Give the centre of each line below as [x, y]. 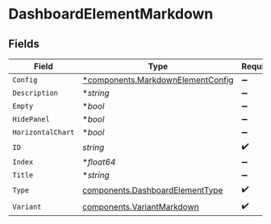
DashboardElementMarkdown [111, 14]
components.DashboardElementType [152, 190]
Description [35, 93]
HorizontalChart [44, 133]
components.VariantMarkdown [140, 206]
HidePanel [31, 119]
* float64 [99, 162]
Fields [24, 44]
